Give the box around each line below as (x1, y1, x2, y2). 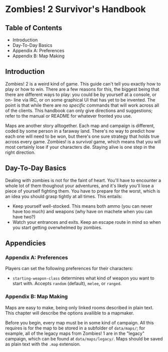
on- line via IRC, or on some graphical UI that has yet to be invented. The (5, 97, 155, 103)
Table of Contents (5, 24, 63, 32)
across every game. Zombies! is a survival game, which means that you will (5, 138, 161, 144)
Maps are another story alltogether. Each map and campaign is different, (5, 122, 155, 129)
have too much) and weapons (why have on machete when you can (12, 208, 153, 214)
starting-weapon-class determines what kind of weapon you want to (12, 275, 154, 281)
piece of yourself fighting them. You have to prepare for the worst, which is (5, 188, 160, 194)
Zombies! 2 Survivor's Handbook (5, 4, 146, 15)
